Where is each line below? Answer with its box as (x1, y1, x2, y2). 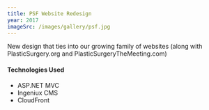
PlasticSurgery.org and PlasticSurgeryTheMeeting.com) (7, 49, 167, 58)
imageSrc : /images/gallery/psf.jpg (7, 23, 111, 30)
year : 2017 (7, 17, 39, 24)
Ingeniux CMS (17, 88, 58, 97)
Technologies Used (7, 65, 65, 74)
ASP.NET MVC (17, 81, 59, 89)
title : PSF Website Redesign (7, 10, 92, 17)
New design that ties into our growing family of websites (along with (7, 42, 203, 51)
